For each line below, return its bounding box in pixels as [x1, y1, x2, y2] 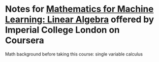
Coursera [5, 35, 44, 46]
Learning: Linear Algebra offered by [5, 14, 154, 25]
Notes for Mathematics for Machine [5, 3, 154, 15]
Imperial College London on [5, 25, 120, 35]
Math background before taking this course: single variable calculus [5, 51, 143, 57]
